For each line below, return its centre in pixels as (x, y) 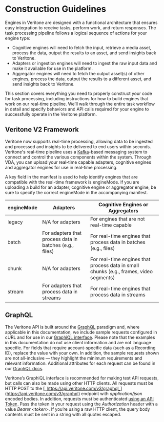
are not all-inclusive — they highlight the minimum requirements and (74, 358)
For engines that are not (117, 219)
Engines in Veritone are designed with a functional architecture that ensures (81, 22)
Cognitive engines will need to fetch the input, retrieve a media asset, (82, 47)
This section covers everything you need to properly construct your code (79, 93)
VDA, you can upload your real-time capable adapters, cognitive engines (78, 162)
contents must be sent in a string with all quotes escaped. (63, 414)
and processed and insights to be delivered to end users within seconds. (78, 146)
